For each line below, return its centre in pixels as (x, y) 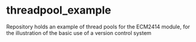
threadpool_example (59, 10)
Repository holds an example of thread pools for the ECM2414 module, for (98, 27)
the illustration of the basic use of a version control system (79, 33)
